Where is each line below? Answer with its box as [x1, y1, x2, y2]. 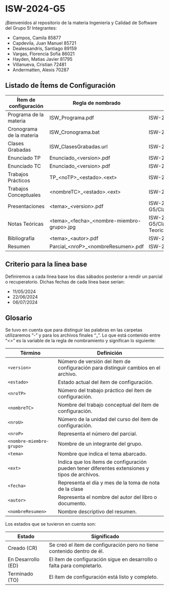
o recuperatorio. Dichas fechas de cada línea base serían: [5, 278, 125, 284]
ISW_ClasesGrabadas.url [49, 143, 108, 150]
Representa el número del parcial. [57, 430, 137, 437]
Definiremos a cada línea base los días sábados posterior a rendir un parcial [5, 273, 162, 279]
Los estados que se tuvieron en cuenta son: [5, 521, 96, 527]
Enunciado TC [8, 162, 41, 169]
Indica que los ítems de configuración [57, 458, 147, 465]
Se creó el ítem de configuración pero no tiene [49, 541, 158, 548]
